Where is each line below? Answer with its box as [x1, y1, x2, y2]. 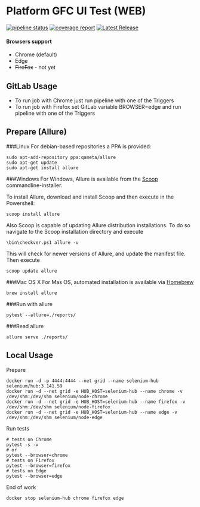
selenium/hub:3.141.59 [6, 383, 63, 389]
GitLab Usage [6, 81, 58, 91]
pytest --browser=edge [6, 473, 63, 479]
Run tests [6, 424, 30, 432]
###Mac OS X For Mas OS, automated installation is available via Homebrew [6, 278, 194, 285]
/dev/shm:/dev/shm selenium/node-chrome [6, 393, 109, 399]
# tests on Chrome [6, 436, 52, 442]
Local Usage [6, 350, 54, 361]
